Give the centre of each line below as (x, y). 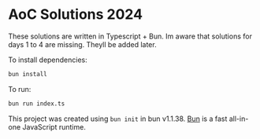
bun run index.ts (37, 104)
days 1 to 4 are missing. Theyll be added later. (82, 44)
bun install (28, 74)
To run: (20, 89)
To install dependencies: (48, 60)
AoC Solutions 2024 (76, 15)
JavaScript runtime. (54, 126)
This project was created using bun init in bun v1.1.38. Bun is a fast (118, 119)
